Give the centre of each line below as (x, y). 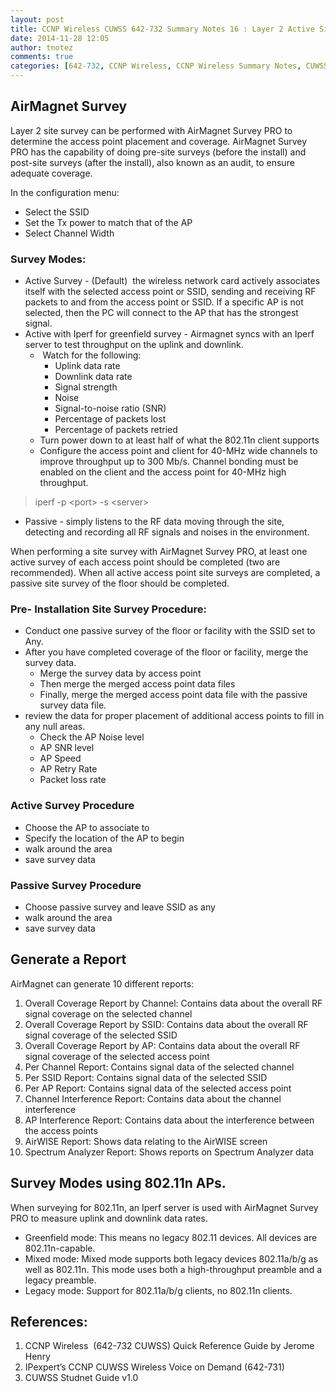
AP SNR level (67, 748)
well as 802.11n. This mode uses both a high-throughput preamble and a (173, 1269)
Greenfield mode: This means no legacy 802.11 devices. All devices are (171, 1237)
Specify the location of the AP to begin (104, 838)
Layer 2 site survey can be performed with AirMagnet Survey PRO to (151, 130)
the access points (61, 1130)
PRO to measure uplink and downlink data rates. (109, 1218)
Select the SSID (57, 212)
